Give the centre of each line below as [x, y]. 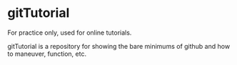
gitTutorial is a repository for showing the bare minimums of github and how [119, 46]
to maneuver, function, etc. [47, 54]
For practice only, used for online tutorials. [70, 32]
